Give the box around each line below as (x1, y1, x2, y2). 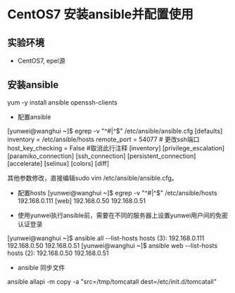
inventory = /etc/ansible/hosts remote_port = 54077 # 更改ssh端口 (7, 135, 200, 143)
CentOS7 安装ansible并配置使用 (7, 6, 193, 22)
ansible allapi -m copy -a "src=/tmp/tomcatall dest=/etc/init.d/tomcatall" (7, 277, 217, 285)
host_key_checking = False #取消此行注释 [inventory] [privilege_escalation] (7, 143, 225, 152)
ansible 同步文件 (17, 263, 65, 271)
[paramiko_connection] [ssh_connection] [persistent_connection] (7, 152, 196, 160)
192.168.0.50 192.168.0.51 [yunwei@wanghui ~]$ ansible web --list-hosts (7, 241, 218, 249)
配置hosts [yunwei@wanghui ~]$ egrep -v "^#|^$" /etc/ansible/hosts (17, 188, 217, 197)
